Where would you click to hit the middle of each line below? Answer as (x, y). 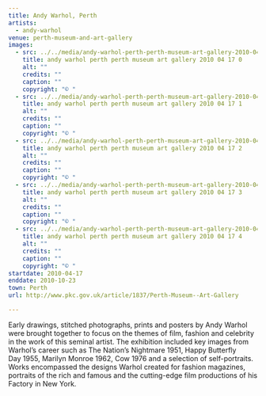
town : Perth (28, 288)
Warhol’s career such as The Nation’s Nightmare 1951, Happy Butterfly (122, 350)
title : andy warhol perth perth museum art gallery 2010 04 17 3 (133, 192)
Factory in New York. (42, 383)
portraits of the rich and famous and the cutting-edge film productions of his (133, 375)
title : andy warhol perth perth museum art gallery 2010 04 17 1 (133, 104)
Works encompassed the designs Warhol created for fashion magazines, (127, 367)
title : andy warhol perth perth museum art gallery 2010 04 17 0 (133, 60)
